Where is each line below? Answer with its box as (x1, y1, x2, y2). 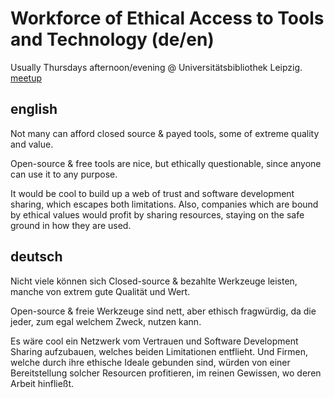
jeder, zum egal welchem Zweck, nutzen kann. (10, 315, 202, 327)
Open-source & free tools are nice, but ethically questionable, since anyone (10, 157, 322, 169)
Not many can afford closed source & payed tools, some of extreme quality (10, 127, 320, 139)
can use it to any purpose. (10, 168, 118, 180)
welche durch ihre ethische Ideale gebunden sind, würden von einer (10, 356, 291, 368)
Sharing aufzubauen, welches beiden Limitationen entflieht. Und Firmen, (10, 345, 309, 357)
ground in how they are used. (10, 219, 132, 231)
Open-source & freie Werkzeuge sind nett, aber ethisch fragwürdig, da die (10, 305, 317, 317)
